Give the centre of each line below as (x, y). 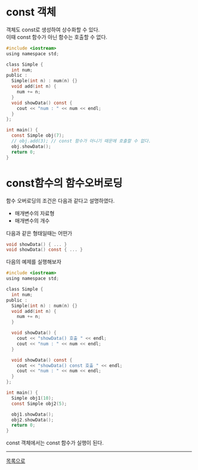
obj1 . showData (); (33, 414)
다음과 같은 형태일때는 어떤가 (39, 233)
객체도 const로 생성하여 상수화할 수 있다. (53, 30)
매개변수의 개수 (32, 221)
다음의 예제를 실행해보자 (34, 262)
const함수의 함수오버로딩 (64, 183)
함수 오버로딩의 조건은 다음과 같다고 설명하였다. (60, 200)
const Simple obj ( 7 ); (38, 136)
